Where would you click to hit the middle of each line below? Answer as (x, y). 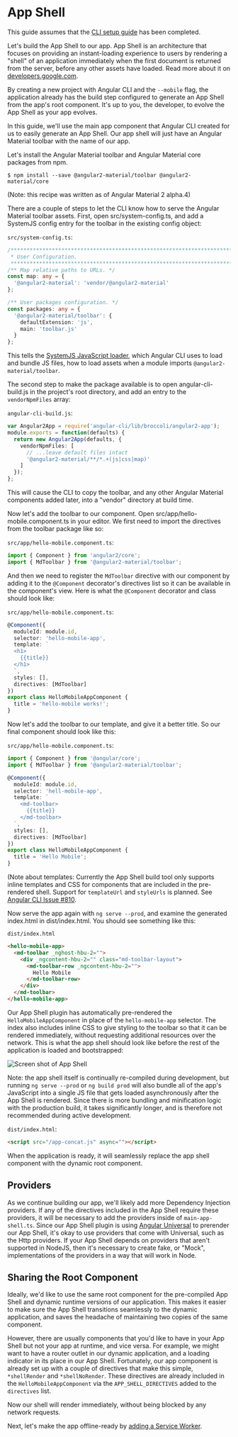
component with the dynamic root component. (75, 1163)
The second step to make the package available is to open (92, 384)
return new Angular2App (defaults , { (68, 439)
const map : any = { (36, 276)
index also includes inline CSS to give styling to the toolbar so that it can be (117, 1027)
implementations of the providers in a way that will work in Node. (102, 1255)
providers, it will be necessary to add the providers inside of (95, 1217)
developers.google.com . (43, 76)
